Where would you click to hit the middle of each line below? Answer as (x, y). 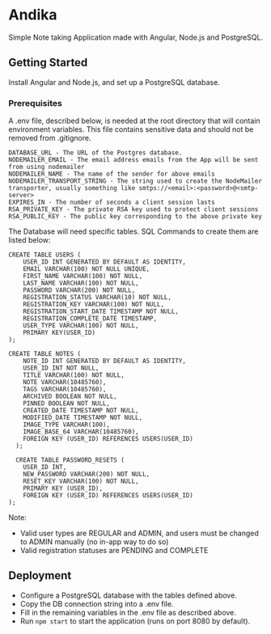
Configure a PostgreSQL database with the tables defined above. (128, 595)
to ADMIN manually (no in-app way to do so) (94, 542)
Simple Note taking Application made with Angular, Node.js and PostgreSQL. (136, 37)
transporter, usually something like (72, 188)
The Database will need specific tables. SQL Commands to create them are (133, 231)
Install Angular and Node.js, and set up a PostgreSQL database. (114, 82)
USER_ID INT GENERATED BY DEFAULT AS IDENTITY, (104, 262)
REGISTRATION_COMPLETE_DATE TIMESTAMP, (90, 319)
